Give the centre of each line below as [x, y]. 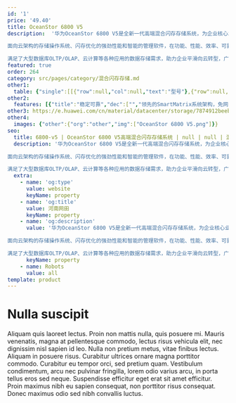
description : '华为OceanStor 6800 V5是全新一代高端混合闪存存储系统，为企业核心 [118, 33]
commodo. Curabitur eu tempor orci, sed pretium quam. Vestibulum [105, 364]
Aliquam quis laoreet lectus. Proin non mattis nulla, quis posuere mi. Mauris [116, 334]
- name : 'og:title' [48, 202]
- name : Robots [42, 267]
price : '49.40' [29, 20]
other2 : [19, 98]
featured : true [29, 65]
